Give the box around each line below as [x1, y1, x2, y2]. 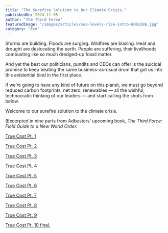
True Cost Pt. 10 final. [5, 222, 51, 228]
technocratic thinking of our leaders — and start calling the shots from [5, 93, 153, 99]
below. [5, 98, 19, 105]
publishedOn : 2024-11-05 [5, 12, 58, 17]
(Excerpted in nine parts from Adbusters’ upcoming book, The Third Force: [5, 118, 162, 124]
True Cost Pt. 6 [5, 183, 37, 189]
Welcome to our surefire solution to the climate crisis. [5, 108, 117, 114]
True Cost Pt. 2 [5, 143, 37, 149]
